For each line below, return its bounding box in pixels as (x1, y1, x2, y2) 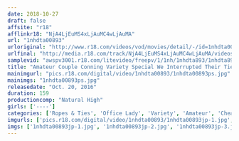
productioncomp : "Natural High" (7, 97, 103, 104)
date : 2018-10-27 (7, 10, 59, 18)
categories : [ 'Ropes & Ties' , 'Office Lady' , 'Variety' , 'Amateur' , (7, 110, 215, 117)
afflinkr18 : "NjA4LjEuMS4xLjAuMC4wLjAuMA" (7, 30, 135, 38)
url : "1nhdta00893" (7, 37, 65, 44)
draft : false (7, 17, 46, 24)
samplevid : (7, 57, 40, 64)
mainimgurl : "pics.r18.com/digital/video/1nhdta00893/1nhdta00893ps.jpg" (7, 70, 231, 77)
